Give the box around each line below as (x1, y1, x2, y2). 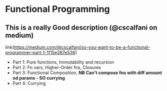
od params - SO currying (12, 75, 65, 81)
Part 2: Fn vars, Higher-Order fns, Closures (12, 65, 101, 70)
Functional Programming (5, 3, 110, 15)
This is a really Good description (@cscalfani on (5, 23, 157, 32)
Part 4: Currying (12, 81, 46, 86)
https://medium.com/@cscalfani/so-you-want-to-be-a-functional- (13, 44, 150, 50)
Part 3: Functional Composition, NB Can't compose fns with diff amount (12, 70, 162, 76)
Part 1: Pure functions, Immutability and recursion (12, 59, 114, 65)
